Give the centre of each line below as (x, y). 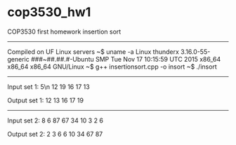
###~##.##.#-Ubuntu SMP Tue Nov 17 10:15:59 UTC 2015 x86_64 (126, 59)
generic (18, 59)
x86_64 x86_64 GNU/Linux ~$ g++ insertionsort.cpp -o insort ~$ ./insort (112, 67)
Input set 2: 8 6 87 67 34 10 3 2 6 (55, 120)
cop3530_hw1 (49, 12)
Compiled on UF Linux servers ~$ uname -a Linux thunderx (93, 51)
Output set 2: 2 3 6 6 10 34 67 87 (55, 134)
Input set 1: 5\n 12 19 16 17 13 (48, 87)
